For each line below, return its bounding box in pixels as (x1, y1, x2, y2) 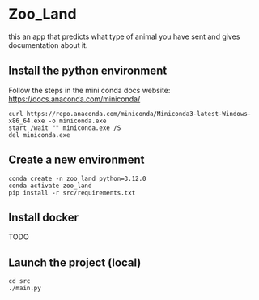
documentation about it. (8, 40, 88, 49)
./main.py (8, 285, 42, 293)
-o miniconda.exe (48, 117, 107, 125)
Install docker (8, 210, 79, 224)
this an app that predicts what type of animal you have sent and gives (8, 32, 240, 41)
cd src (8, 277, 31, 285)
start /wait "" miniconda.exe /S (8, 123, 121, 132)
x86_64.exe (8, 117, 45, 125)
